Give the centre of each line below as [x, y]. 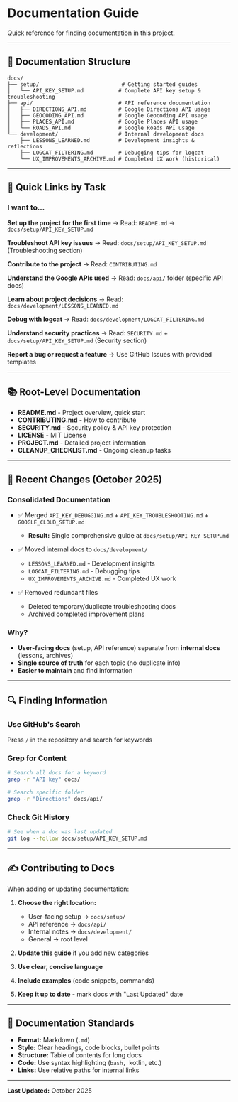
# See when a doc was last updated [60, 832]
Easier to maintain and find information [75, 671]
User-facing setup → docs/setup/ [77, 916]
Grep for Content [37, 758]
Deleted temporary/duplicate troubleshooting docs [102, 606]
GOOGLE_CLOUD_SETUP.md [51, 522]
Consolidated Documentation [59, 499]
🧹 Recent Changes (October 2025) [85, 479]
